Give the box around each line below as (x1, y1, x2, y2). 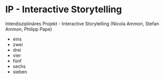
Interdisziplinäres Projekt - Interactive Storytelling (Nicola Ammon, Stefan (5, 21, 159, 27)
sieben (12, 68, 27, 75)
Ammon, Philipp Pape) (5, 26, 52, 32)
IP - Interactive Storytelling (5, 4, 122, 15)
